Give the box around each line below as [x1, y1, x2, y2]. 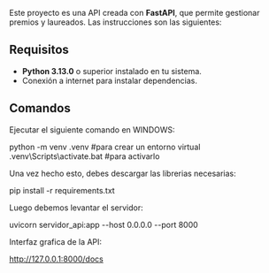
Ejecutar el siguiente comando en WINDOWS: [9, 124, 175, 135]
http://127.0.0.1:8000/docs [9, 254, 104, 264]
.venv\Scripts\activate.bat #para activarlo [9, 150, 160, 162]
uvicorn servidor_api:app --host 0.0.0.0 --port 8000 [9, 219, 199, 230]
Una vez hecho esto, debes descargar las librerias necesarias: [9, 168, 236, 178]
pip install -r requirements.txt [9, 185, 115, 195]
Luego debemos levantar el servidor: [9, 202, 143, 213]
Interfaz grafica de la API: [9, 236, 103, 246]
